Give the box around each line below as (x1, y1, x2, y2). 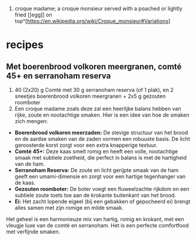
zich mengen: (14, 118, 48, 124)
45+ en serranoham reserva (6, 71, 111, 81)
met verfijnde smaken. (6, 228, 61, 235)
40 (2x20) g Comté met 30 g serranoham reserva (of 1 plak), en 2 (14, 87, 174, 93)
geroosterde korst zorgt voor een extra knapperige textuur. (14, 141, 158, 148)
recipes (6, 38, 44, 52)
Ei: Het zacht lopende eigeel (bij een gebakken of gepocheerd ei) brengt (14, 198, 191, 205)
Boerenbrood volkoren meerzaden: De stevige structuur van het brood (14, 129, 188, 136)
